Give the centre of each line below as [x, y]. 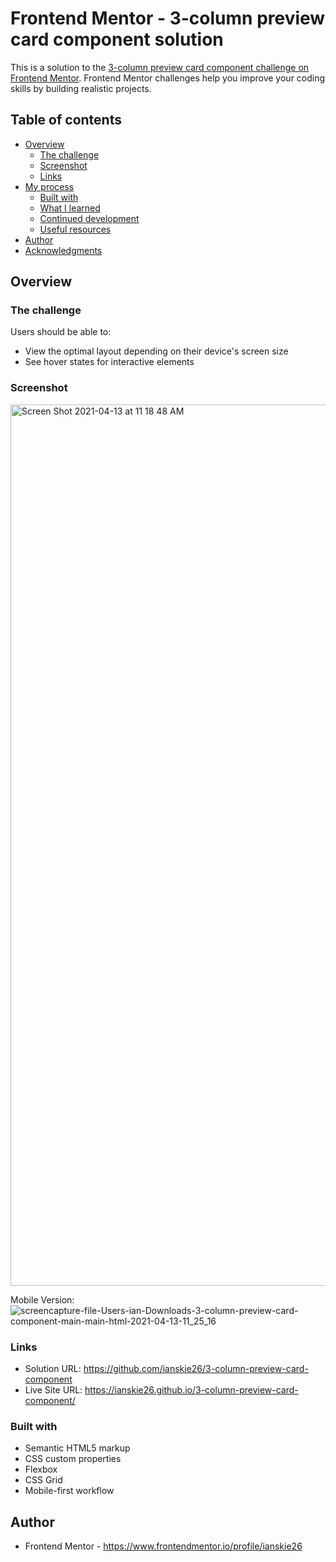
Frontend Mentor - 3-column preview [168, 18]
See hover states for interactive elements [109, 362]
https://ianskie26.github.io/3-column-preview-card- [191, 1390]
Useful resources [75, 229]
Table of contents [66, 120]
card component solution [117, 39]
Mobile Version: [42, 1299]
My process [49, 186]
